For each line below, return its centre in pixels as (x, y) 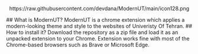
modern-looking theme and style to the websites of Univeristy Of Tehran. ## (99, 26)
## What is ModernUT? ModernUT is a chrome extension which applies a (95, 20)
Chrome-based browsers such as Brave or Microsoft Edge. (78, 45)
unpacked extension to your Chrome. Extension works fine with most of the (98, 38)
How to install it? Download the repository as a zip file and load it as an (92, 32)
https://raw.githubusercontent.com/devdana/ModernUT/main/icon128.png (99, 9)
